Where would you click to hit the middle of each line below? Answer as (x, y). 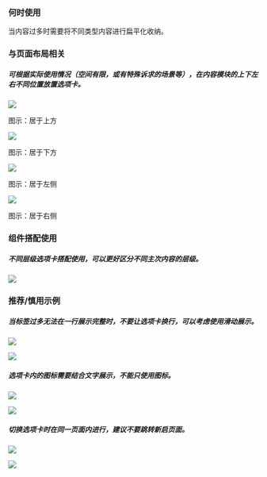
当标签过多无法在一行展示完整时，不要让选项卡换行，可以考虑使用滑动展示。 (133, 321)
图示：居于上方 (32, 121)
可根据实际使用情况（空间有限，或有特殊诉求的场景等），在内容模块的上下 (130, 74)
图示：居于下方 (32, 152)
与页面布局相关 (37, 54)
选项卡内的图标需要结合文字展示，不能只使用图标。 (92, 375)
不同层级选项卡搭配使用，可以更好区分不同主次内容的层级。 (105, 259)
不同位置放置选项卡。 (50, 84)
